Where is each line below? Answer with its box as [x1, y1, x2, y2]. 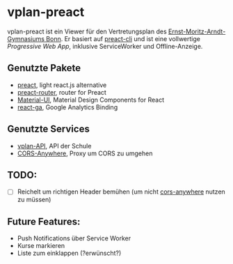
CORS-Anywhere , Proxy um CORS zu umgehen [17, 149, 153, 157]
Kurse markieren [17, 242, 65, 250]
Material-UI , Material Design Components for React [17, 95, 165, 104]
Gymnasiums [7, 34, 45, 42]
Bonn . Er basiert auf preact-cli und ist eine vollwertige [46, 34, 200, 42]
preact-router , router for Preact [17, 88, 106, 96]
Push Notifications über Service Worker [17, 234, 131, 242]
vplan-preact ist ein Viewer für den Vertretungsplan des [7, 27, 167, 36]
